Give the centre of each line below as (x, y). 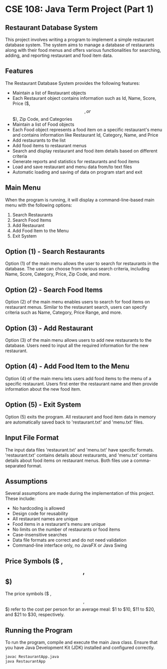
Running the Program (39, 630)
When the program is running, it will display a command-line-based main (80, 200)
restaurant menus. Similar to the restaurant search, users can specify (76, 307)
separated (16, 465)
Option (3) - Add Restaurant (49, 328)
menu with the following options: (39, 205)
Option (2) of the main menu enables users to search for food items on (78, 302)
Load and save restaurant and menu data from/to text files (72, 167)
